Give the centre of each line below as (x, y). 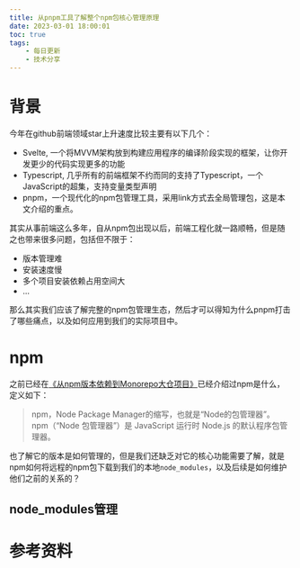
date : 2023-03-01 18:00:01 (60, 26)
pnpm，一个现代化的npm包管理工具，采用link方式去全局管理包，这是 (150, 197)
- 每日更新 (43, 51)
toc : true (28, 34)
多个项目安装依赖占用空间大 (74, 281)
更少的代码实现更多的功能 (78, 164)
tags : (19, 43)
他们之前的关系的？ (45, 478)
